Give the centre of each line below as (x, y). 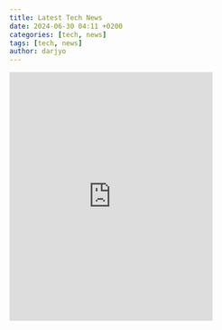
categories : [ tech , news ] (58, 34)
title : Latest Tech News (56, 18)
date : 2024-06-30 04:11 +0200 (66, 26)
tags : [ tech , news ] (46, 43)
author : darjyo (38, 52)
